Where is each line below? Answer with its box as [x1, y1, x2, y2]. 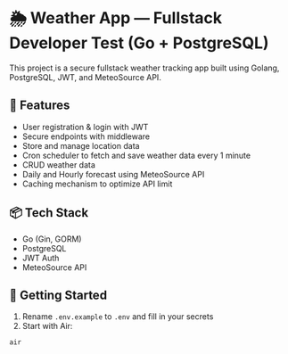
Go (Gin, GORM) [21, 234, 82, 244]
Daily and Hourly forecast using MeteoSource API [21, 169, 205, 179]
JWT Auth [21, 252, 60, 263]
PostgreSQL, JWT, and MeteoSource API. [9, 71, 162, 82]
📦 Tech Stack [9, 205, 89, 220]
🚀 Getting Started [9, 287, 108, 302]
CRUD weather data [21, 159, 96, 170]
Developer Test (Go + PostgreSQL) [9, 33, 269, 54]
